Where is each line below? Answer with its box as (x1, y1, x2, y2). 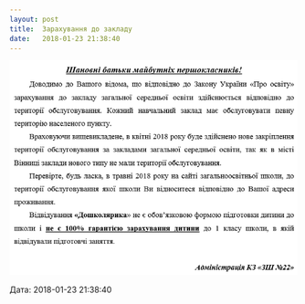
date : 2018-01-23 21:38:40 (9, 34, 121, 43)
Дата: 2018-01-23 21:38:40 (9, 284, 112, 295)
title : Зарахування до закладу (9, 24, 132, 34)
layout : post (9, 15, 59, 24)
